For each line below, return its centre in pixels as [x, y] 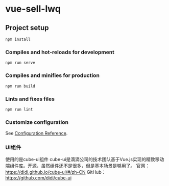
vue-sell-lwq [33, 9]
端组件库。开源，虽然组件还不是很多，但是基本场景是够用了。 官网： [77, 166]
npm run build [20, 86]
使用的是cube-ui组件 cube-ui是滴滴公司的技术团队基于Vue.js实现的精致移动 [85, 160]
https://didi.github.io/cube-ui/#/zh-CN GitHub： [56, 172]
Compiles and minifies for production [52, 75]
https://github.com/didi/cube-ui [39, 178]
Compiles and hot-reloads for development [60, 52]
